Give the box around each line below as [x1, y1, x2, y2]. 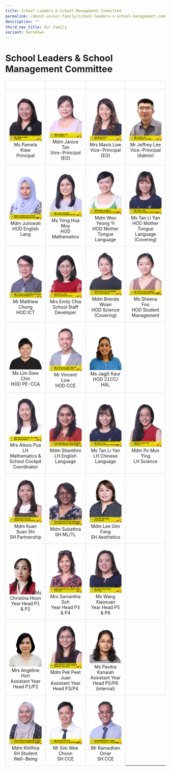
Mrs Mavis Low [90, 141, 122, 148]
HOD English [12, 225, 39, 232]
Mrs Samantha [50, 594, 81, 600]
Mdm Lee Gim [91, 523, 121, 529]
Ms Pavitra [94, 664, 117, 670]
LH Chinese [93, 452, 118, 459]
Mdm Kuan [14, 523, 37, 529]
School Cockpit [9, 458, 42, 464]
